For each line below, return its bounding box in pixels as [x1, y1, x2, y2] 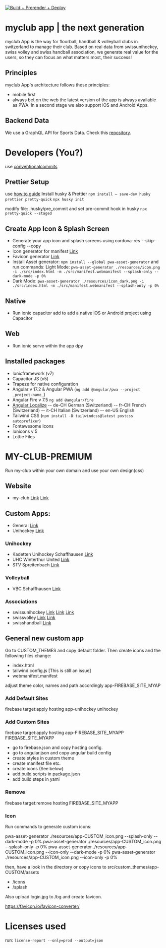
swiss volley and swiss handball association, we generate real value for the [5, 49, 159, 55]
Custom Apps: [5, 509, 51, 518]
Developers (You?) [5, 147, 83, 158]
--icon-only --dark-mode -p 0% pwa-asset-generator [45, 849, 156, 855]
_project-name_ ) [12, 391, 46, 397]
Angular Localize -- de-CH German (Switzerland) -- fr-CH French [12, 402, 146, 408]
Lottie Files [12, 433, 35, 439]
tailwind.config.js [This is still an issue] [12, 668, 91, 674]
